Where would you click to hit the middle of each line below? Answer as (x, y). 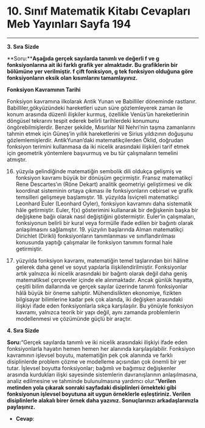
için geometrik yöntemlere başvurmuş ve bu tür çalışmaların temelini (92, 153)
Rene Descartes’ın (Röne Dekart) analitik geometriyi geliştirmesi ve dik (104, 184)
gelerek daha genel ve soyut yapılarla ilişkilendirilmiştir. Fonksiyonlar (101, 267)
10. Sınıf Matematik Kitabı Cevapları (99, 11)
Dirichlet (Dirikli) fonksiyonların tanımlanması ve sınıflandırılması (96, 236)
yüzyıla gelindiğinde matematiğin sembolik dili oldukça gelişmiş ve (99, 171)
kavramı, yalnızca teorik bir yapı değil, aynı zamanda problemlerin (98, 312)
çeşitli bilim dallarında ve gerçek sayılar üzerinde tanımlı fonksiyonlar (102, 286)
